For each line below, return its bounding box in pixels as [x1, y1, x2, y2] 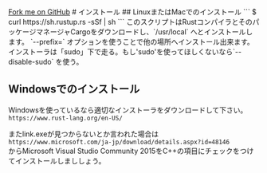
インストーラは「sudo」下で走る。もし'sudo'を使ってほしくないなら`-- [8, 47, 241, 57]
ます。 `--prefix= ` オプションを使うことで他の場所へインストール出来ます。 [8, 37, 255, 46]
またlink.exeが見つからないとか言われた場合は [8, 129, 159, 139]
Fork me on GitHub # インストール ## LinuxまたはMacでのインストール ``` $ [8, 7, 257, 17]
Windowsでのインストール [8, 82, 140, 96]
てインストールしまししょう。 [8, 155, 106, 165]
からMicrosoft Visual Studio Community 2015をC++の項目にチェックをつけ [8, 146, 254, 155]
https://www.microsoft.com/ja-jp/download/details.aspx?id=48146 [8, 138, 230, 146]
